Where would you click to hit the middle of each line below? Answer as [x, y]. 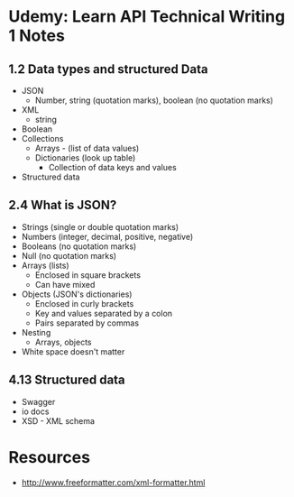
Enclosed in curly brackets [84, 303]
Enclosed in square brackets [88, 275]
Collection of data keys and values [112, 167]
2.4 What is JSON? [63, 205]
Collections [42, 138]
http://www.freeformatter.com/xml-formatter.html [113, 482]
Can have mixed [65, 284]
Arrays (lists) [45, 265]
